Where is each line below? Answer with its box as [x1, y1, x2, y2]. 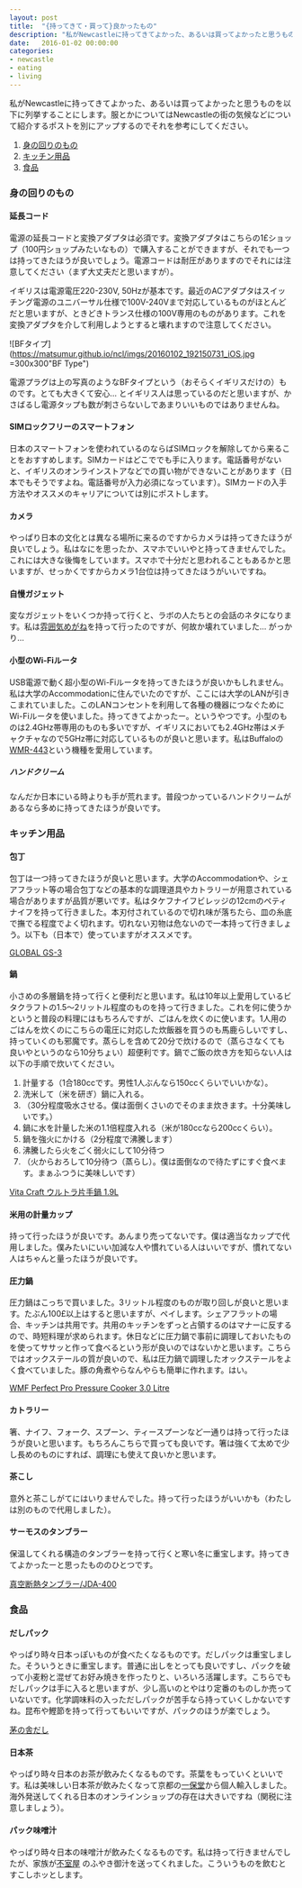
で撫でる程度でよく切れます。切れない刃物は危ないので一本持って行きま [9, 917, 276, 928]
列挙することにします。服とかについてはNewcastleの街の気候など [24, 109, 268, 120]
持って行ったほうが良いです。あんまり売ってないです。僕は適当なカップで [9, 1231, 282, 1242]
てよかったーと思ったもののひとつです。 [9, 1560, 158, 1570]
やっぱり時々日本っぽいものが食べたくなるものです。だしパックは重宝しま [9, 1649, 285, 1660]
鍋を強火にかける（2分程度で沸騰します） [22, 1133, 178, 1145]
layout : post [9, 13, 58, 23]
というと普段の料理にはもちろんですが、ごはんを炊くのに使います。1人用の [9, 1013, 288, 1024]
